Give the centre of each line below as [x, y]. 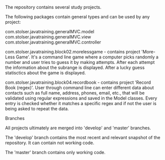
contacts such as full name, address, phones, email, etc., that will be [75, 93]
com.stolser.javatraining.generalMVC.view [48, 37]
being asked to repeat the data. [37, 109]
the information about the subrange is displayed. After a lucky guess [75, 67]
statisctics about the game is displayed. [45, 73]
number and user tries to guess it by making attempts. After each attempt [80, 62]
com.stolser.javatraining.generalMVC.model [50, 31]
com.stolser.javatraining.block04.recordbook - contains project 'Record [78, 82]
